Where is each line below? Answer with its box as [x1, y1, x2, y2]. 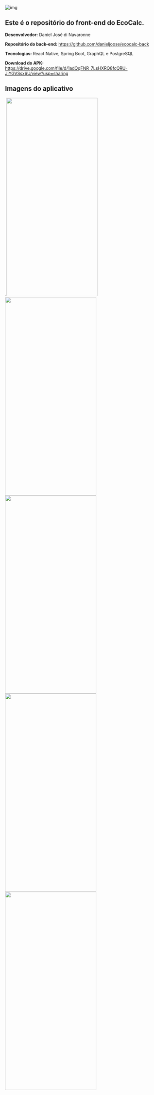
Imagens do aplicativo [5, 84, 73, 93]
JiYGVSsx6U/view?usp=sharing [5, 70, 69, 76]
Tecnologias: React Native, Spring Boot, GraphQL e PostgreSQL [5, 50, 134, 56]
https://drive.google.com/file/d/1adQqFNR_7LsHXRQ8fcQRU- [5, 65, 128, 71]
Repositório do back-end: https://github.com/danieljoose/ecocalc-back [5, 41, 149, 47]
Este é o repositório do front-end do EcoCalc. [5, 19, 144, 27]
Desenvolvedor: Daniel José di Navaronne [5, 32, 91, 38]
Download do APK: [5, 60, 44, 66]
